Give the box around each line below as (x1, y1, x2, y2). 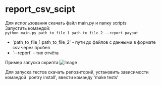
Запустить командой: (5, 25, 51, 31)
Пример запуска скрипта (5, 59, 58, 65)
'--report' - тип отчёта (12, 50, 59, 56)
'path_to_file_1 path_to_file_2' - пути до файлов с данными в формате (12, 39, 156, 45)
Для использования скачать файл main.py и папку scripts (5, 20, 127, 26)
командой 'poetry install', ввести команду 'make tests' (5, 74, 119, 80)
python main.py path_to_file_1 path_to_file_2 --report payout (5, 30, 139, 35)
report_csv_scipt (5, 3, 75, 15)
